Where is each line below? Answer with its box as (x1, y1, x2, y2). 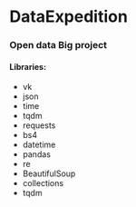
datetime (22, 139, 56, 151)
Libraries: (9, 61, 47, 72)
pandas (22, 149, 52, 160)
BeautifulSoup (22, 168, 76, 179)
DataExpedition (9, 6, 129, 27)
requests (22, 120, 56, 131)
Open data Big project (9, 39, 107, 52)
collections (22, 178, 64, 189)
